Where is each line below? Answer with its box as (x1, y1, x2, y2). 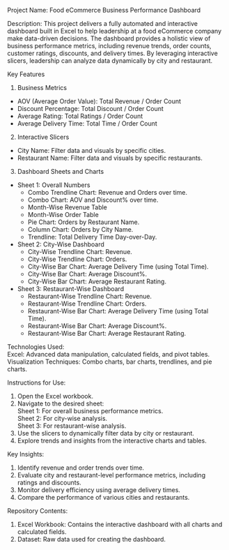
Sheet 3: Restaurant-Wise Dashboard (17, 285, 124, 292)
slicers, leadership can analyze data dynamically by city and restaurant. (7, 57, 213, 65)
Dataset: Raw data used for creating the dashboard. (17, 535, 166, 543)
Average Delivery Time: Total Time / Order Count (17, 119, 158, 128)
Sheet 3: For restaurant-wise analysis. (17, 422, 127, 430)
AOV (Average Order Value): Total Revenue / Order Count (17, 97, 182, 105)
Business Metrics (17, 84, 68, 91)
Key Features (7, 70, 45, 78)
